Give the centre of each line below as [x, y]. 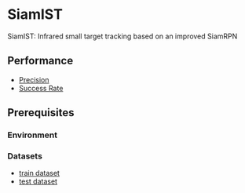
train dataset [39, 173]
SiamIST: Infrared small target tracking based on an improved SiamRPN [122, 36]
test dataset [38, 181]
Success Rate [41, 88]
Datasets [25, 156]
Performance [40, 61]
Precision [34, 79]
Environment [33, 135]
